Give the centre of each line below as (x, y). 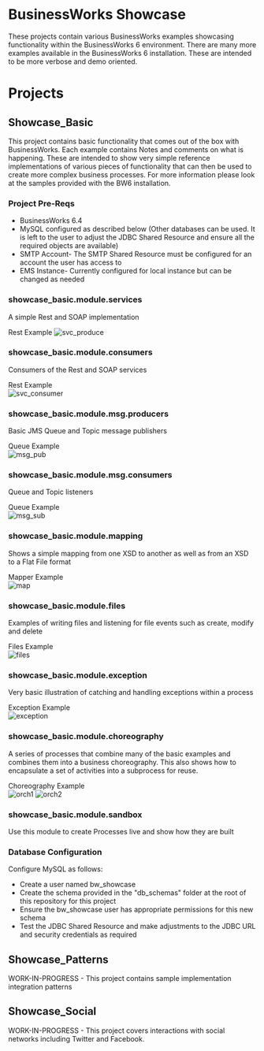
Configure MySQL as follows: (56, 869)
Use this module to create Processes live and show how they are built (121, 831)
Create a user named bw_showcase (78, 885)
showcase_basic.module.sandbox (75, 815)
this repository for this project (68, 901)
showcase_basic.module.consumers (80, 352)
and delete (26, 631)
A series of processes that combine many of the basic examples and (119, 753)
